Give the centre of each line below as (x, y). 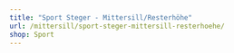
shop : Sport (32, 34)
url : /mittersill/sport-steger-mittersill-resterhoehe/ (117, 26)
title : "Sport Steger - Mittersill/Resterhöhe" (101, 18)
